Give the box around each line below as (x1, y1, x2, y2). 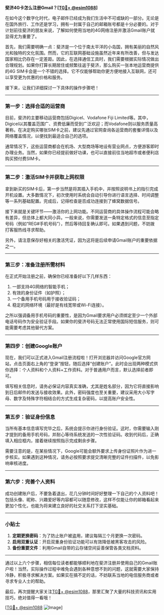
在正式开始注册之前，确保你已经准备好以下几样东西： (5, 273, 112, 279)
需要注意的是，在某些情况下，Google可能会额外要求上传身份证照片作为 (5, 448, 148, 454)
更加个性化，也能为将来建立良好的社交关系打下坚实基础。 (5, 503, 121, 508)
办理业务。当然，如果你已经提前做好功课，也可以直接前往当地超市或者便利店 (5, 150, 159, 155)
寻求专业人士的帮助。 (5, 578, 48, 584)
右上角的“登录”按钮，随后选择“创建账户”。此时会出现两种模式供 (30, 361, 158, 367)
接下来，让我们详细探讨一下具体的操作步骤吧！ (5, 85, 99, 90)
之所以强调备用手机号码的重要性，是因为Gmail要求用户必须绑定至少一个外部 (5, 312, 158, 318)
